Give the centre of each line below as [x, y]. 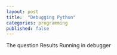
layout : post [22, 12]
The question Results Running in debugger [59, 45]
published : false [28, 28]
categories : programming [37, 23]
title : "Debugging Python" [41, 17]
